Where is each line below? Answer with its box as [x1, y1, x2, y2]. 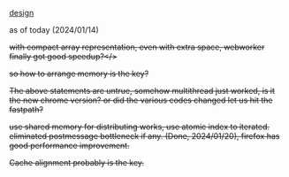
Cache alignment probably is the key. [9, 158, 144, 167]
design [9, 8, 34, 18]
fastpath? [9, 104, 44, 114]
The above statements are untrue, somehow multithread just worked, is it [9, 86, 276, 96]
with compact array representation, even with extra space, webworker [9, 42, 265, 52]
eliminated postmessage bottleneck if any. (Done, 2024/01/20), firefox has [9, 131, 280, 141]
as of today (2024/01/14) [9, 25, 99, 35]
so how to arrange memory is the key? [9, 68, 149, 79]
